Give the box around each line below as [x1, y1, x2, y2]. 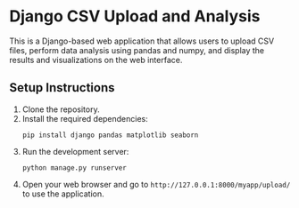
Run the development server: [21, 146, 129, 156]
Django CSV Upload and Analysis [9, 6, 261, 27]
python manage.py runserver [21, 163, 127, 172]
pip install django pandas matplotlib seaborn [21, 131, 199, 140]
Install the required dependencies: [21, 113, 149, 124]
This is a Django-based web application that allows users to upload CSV [9, 36, 275, 46]
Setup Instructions [9, 80, 115, 95]
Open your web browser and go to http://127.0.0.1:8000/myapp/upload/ [21, 179, 291, 189]
